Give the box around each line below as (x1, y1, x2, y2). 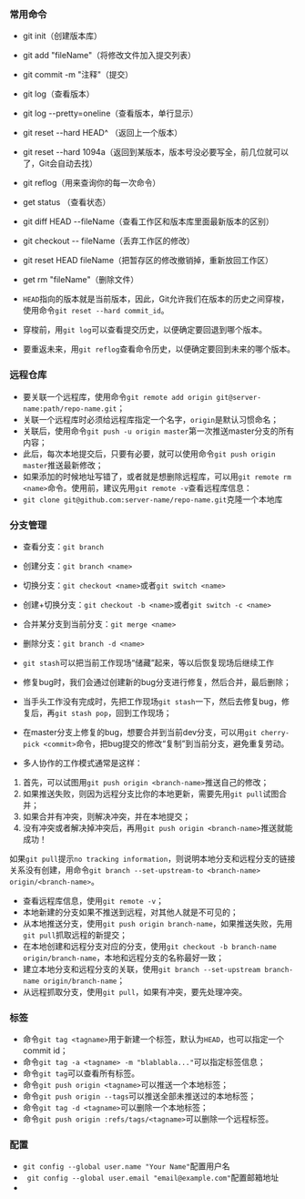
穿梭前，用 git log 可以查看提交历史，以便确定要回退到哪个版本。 (22, 324, 267, 335)
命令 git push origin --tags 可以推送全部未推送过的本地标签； (22, 1091, 257, 1102)
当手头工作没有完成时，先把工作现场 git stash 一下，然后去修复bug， (22, 695, 282, 707)
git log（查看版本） (22, 88, 95, 99)
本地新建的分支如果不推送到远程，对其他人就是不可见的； (22, 907, 239, 917)
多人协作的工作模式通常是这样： (22, 757, 143, 768)
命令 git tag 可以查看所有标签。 (22, 1068, 139, 1079)
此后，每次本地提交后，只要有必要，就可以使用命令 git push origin (22, 448, 276, 459)
